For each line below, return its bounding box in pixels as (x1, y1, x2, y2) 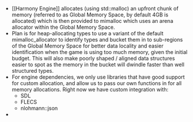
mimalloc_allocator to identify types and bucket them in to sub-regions (11, 36, 184, 43)
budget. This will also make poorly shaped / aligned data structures (11, 55, 175, 62)
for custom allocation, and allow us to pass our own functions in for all (11, 80, 182, 87)
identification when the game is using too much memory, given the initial (11, 49, 188, 55)
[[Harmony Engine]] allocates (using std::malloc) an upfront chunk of (11, 5, 179, 12)
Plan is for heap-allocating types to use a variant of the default (11, 30, 164, 37)
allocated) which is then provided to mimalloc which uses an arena (11, 18, 174, 24)
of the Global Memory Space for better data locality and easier (11, 42, 164, 49)
